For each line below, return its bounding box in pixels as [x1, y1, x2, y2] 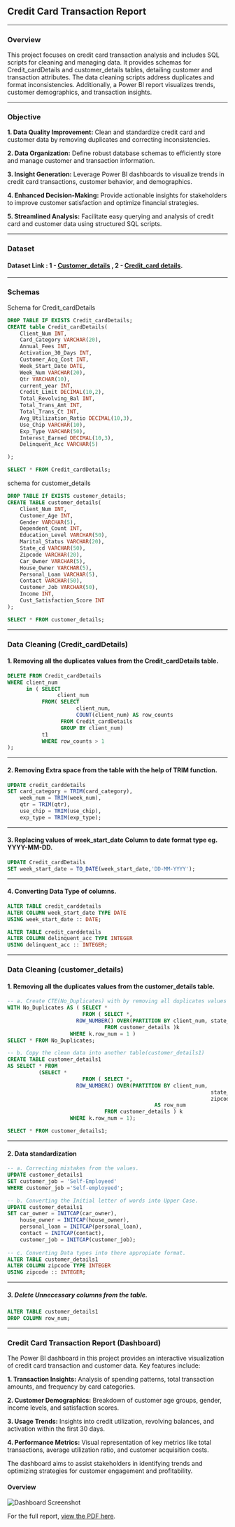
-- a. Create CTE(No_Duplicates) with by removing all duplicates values [7, 998, 227, 1005]
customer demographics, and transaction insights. [7, 88, 152, 97]
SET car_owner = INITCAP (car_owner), [7, 1210, 117, 1217]
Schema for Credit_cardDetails [7, 303, 96, 312]
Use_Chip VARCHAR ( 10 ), [20, 421, 86, 428]
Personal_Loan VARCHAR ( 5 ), [20, 571, 99, 578]
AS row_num [154, 1102, 187, 1109]
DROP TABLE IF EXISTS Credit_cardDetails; [7, 317, 133, 324]
